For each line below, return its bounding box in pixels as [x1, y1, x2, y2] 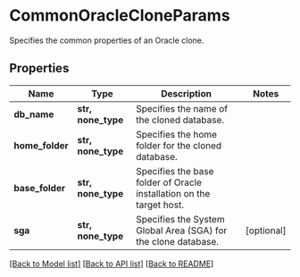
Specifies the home [135, 128, 217, 140]
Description [160, 87, 212, 99]
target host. [135, 198, 185, 211]
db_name [13, 108, 54, 121]
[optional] [245, 224, 287, 237]
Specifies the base [135, 164, 214, 177]
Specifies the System [135, 213, 225, 225]
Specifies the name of [135, 102, 229, 114]
